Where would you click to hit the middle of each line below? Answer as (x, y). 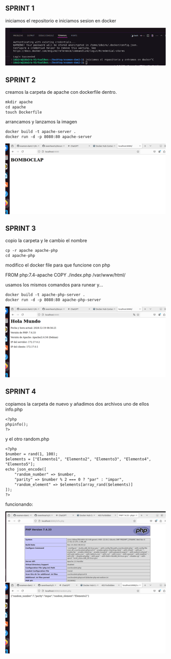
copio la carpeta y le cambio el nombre (46, 241)
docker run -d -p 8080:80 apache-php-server (53, 300)
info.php (14, 409)
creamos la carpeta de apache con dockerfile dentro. (61, 92)
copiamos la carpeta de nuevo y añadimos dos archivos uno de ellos (77, 404)
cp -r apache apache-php (32, 251)
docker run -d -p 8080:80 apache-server (49, 137)
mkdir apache (19, 102)
